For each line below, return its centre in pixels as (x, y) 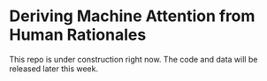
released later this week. (54, 69)
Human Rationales (78, 35)
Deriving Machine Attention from (132, 16)
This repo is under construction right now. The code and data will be (133, 59)
